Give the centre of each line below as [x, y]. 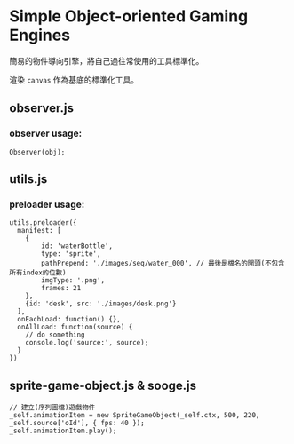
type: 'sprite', [71, 254]
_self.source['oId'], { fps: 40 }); [77, 424]
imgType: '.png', [73, 281]
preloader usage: [47, 204]
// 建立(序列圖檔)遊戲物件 [52, 408]
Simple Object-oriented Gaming [129, 16]
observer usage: [46, 133]
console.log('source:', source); [87, 343]
